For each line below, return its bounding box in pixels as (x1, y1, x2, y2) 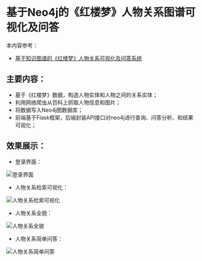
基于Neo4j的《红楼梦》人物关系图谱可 (6, 5, 196, 19)
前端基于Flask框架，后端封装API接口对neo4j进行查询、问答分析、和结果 (14, 114, 194, 121)
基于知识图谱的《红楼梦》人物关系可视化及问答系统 (14, 54, 142, 62)
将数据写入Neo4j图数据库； (14, 106, 83, 114)
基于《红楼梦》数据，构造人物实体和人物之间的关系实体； (14, 91, 158, 98)
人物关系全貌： (14, 209, 52, 216)
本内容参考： (6, 42, 38, 49)
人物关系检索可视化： (14, 184, 68, 191)
